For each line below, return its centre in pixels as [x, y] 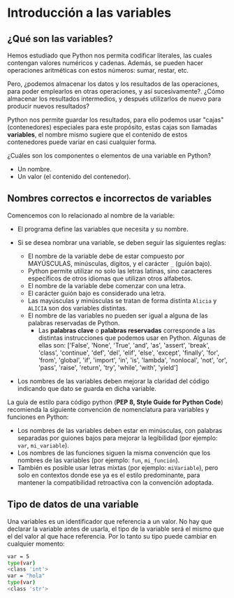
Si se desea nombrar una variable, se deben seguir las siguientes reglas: [122, 242]
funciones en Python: [38, 417]
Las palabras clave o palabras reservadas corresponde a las [127, 330]
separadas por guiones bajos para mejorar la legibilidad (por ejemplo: [117, 438]
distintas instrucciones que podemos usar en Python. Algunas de [132, 338]
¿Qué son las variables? [60, 39]
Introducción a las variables [89, 13]
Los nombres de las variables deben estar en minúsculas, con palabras [119, 430]
